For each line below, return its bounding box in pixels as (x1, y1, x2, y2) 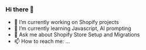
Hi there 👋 (5, 5, 35, 14)
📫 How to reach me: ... (13, 38, 70, 45)
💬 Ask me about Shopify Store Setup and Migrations (13, 31, 140, 38)
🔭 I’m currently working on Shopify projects (13, 19, 119, 26)
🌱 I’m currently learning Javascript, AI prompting (13, 25, 131, 32)
